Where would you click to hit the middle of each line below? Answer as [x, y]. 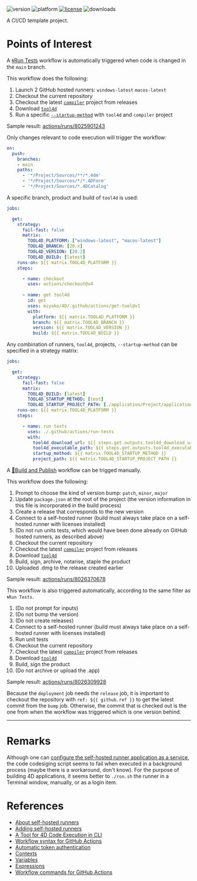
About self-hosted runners [47, 822]
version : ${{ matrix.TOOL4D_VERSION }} [81, 328]
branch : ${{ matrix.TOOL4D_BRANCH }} [79, 322]
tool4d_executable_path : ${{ [68, 448]
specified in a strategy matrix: [42, 351]
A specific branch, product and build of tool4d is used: [72, 197]
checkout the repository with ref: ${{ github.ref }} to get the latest [90, 700]
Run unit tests [32, 639]
